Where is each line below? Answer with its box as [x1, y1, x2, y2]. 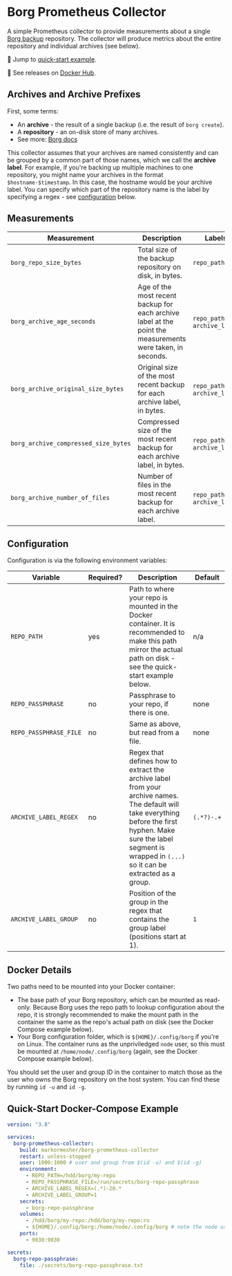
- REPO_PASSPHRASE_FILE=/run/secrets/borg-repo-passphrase [25, 1178, 199, 1185]
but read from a [128, 728, 180, 737]
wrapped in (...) [128, 851, 186, 861]
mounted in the [128, 602, 178, 611]
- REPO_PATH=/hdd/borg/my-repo [25, 1172, 116, 1179]
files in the [137, 480, 171, 490]
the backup [137, 253, 175, 263]
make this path [128, 636, 177, 646]
